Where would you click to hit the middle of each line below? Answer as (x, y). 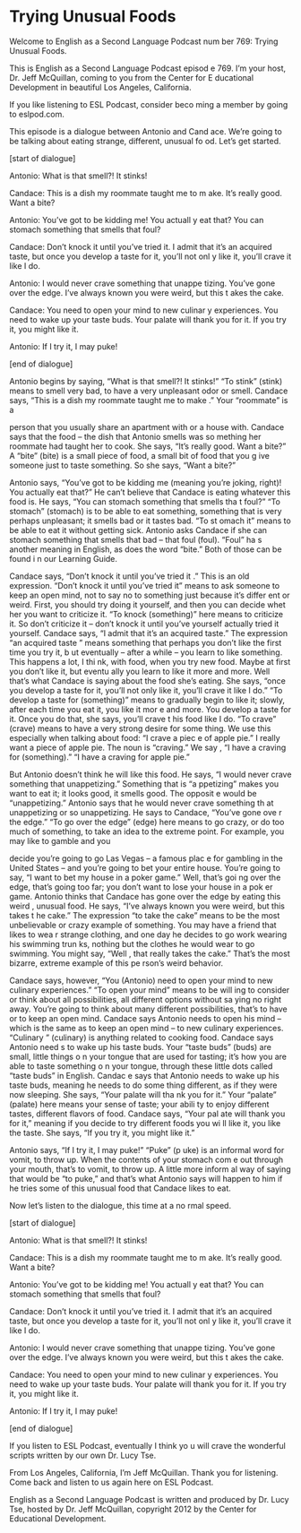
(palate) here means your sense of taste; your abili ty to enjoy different (139, 1104)
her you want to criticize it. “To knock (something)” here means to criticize (146, 614)
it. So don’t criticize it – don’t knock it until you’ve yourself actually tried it (144, 624)
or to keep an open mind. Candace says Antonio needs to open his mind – (146, 1018)
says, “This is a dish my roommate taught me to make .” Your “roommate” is (149, 400)
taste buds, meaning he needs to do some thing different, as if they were (143, 1085)
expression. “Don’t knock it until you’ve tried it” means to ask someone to (145, 585)
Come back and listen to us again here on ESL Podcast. (112, 1482)
